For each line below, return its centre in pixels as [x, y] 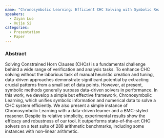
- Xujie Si [20, 23]
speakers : [15, 14]
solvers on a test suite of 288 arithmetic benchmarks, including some [75, 126]
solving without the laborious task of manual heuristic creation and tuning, [80, 75]
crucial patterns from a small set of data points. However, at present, [74, 85]
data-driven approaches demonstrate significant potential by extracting [77, 80]
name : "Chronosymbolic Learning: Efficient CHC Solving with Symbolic [78, 9]
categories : [17, 28]
